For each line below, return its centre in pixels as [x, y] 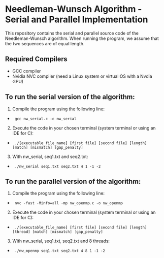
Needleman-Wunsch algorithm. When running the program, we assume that [82, 38]
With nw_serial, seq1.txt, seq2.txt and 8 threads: [61, 241]
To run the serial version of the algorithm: [70, 97]
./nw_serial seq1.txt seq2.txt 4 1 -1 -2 [58, 166]
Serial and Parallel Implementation [77, 19]
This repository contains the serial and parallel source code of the [72, 33]
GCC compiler [27, 71]
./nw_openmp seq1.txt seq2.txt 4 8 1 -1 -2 [60, 251]
